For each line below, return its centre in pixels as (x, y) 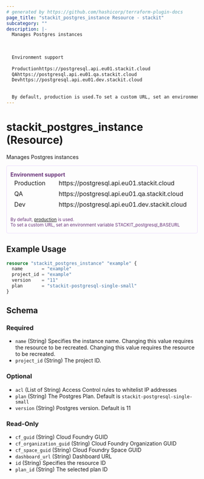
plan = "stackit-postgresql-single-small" (74, 286)
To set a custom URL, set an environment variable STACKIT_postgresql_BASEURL (95, 225)
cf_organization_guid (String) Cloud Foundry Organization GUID (96, 444)
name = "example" (42, 269)
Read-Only (23, 424)
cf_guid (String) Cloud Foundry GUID (61, 437)
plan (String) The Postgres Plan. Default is (68, 396)
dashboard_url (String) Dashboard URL (63, 456)
